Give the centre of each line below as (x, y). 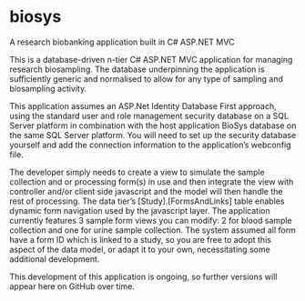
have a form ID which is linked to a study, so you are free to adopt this (140, 239)
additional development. (55, 259)
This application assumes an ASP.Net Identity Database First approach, (143, 105)
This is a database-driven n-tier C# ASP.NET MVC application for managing (151, 59)
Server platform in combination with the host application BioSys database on (153, 125)
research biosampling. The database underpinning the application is (137, 69)
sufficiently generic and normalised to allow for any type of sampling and (147, 78)
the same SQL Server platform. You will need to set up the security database (153, 135)
